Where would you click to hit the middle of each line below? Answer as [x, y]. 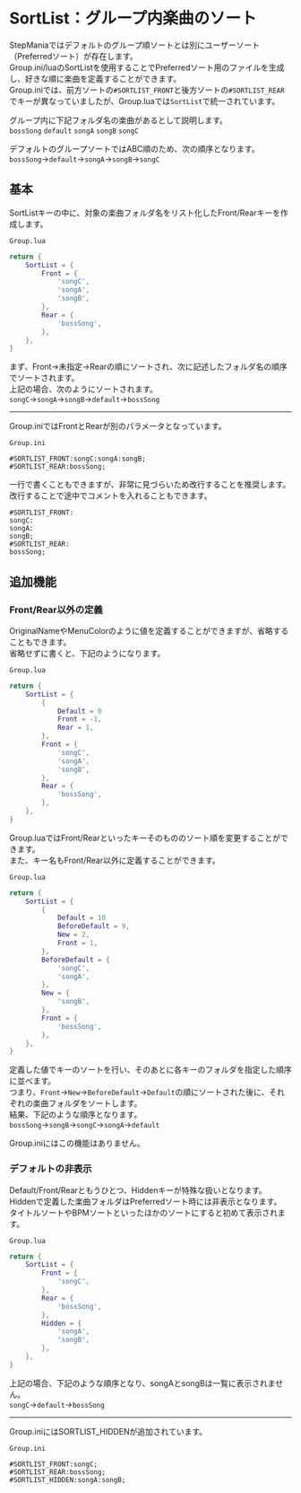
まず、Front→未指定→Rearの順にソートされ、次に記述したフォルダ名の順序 [148, 367]
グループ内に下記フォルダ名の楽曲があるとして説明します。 [119, 120]
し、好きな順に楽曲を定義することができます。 [95, 78]
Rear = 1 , [75, 728]
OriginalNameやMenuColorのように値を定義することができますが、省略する [149, 630]
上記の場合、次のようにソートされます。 [84, 389]
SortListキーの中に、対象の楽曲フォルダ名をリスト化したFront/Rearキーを [145, 213]
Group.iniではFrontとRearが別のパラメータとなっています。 [118, 426]
